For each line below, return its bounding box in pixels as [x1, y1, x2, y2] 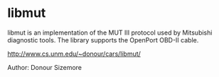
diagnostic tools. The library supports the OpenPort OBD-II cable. [7, 35, 199, 44]
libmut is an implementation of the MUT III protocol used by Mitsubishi [7, 28, 213, 37]
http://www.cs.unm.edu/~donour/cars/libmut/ [7, 49, 141, 58]
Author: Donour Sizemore [7, 63, 82, 71]
